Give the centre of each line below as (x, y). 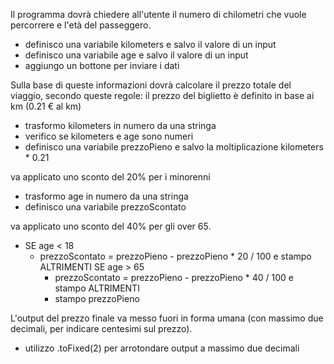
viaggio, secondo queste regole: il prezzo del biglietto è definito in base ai (162, 95)
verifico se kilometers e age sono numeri (109, 136)
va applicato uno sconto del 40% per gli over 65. (111, 226)
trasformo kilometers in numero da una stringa (120, 125)
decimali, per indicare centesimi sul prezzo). (101, 328)
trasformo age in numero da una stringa (106, 196)
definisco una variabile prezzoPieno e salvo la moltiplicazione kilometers (174, 147)
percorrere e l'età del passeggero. (81, 25)
